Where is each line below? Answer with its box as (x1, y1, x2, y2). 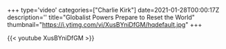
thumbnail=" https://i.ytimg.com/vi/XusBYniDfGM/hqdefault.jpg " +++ (7, 21, 203, 28)
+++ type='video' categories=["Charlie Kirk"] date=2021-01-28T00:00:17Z (7, 6, 220, 14)
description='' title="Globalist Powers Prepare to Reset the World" (7, 13, 196, 21)
